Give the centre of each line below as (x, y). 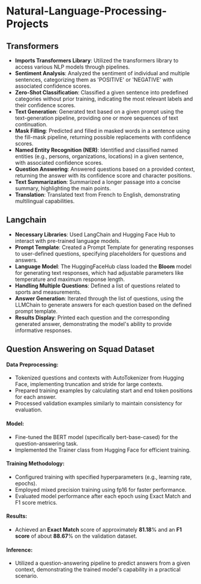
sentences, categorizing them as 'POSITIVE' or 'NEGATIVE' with (94, 80)
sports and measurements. (48, 292)
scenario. (26, 576)
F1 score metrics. (36, 502)
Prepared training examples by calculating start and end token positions (104, 391)
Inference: (19, 550)
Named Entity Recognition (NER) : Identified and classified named (96, 150)
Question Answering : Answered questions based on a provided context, (105, 169)
